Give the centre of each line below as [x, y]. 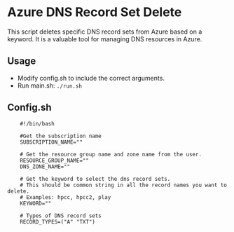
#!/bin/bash [37, 123]
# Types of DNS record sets [61, 216]
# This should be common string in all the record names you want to [124, 185]
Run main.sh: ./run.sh [50, 86]
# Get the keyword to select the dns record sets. [95, 179]
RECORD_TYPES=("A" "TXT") [58, 221]
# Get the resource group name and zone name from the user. [111, 154]
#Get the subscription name [61, 136]
